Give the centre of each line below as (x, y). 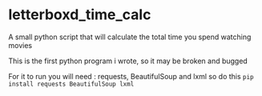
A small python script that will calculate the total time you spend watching (130, 37)
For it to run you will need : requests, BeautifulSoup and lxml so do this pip (131, 76)
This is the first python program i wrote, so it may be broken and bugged (128, 61)
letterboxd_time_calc (80, 15)
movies (20, 45)
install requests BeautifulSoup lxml (71, 84)
